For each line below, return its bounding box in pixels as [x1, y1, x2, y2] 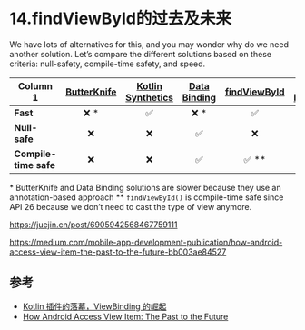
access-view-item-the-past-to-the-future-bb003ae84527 [9, 246, 227, 257]
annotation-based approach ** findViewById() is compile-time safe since [9, 192, 284, 203]
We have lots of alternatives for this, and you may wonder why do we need [9, 38, 289, 50]
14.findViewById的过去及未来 [9, 8, 232, 29]
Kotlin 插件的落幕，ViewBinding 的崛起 [22, 301, 167, 312]
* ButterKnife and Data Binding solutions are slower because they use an [9, 182, 281, 193]
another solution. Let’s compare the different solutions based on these [9, 48, 272, 59]
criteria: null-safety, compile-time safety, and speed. [9, 58, 206, 69]
